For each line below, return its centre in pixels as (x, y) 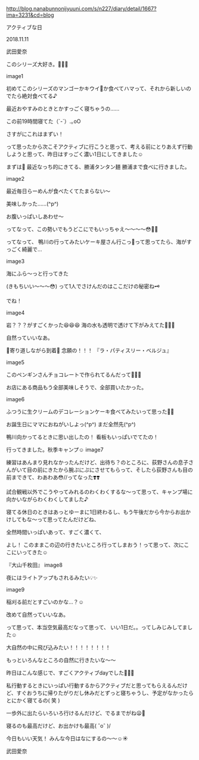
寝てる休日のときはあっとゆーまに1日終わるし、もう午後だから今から (91, 512)
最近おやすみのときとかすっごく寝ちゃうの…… (63, 109)
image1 (15, 76)
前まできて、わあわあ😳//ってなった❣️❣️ (53, 477)
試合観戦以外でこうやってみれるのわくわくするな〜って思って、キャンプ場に (99, 492)
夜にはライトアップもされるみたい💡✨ (52, 578)
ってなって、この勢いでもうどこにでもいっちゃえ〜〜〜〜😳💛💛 (82, 229)
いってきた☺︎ (32, 552)
